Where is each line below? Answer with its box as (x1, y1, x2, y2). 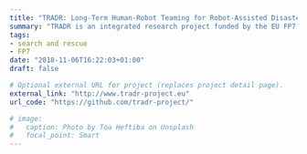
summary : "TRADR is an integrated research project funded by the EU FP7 (9, 22, 297, 31)
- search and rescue (9, 38, 89, 48)
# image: (9, 114, 43, 123)
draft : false (9, 65, 59, 74)
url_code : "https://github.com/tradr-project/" (9, 98, 195, 107)
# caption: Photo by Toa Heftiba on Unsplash (9, 122, 195, 132)
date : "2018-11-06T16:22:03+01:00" (9, 56, 145, 65)
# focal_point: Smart (9, 131, 101, 140)
